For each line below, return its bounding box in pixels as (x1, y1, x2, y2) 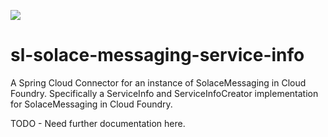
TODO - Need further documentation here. (10, 117, 186, 129)
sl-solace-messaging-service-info (10, 44, 305, 67)
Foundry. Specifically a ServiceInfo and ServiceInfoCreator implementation (10, 87, 319, 99)
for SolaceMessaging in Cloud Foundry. (10, 98, 173, 110)
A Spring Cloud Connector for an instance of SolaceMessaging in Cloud (10, 76, 307, 89)
